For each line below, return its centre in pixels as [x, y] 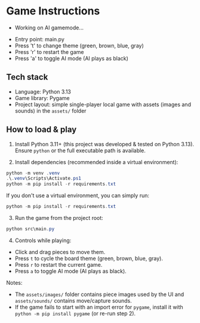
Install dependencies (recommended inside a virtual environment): [96, 162]
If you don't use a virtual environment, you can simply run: [78, 195]
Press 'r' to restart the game [49, 52]
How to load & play [41, 130]
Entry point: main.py [39, 39]
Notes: [14, 282]
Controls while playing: [43, 240]
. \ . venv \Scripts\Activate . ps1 [44, 179]
